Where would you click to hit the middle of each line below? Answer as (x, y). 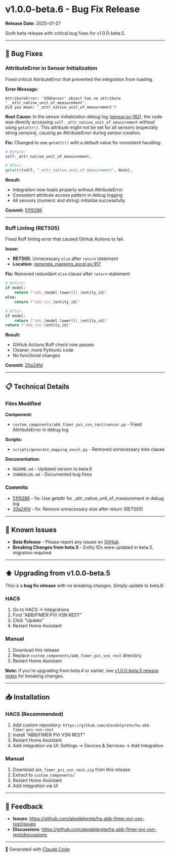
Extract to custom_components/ (44, 775)
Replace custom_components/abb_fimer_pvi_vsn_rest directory (77, 655)
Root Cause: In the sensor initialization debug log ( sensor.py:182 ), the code (84, 116)
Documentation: (23, 459)
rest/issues (24, 824)
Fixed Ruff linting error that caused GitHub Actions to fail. (65, 239)
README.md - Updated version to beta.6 (52, 468)
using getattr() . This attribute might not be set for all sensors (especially (82, 127)
